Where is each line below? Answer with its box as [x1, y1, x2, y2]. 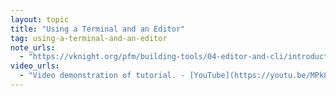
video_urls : [10, 61, 60, 71]
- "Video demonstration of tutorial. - [19, 71, 186, 81]
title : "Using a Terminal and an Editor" [10, 24, 186, 34]
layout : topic [10, 14, 70, 25]
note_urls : [10, 42, 56, 53]
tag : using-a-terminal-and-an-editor [10, 33, 168, 43]
